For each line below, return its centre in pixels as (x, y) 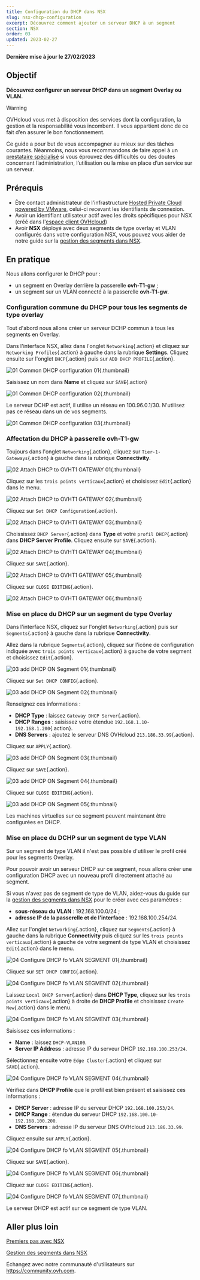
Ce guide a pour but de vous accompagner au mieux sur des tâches (90, 144)
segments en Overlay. (33, 334)
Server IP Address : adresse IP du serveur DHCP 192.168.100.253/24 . (101, 1048)
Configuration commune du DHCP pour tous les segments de (97, 307)
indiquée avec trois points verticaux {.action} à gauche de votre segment (99, 651)
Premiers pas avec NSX (35, 1241)
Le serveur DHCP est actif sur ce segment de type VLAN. (77, 1208)
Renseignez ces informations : (43, 704)
